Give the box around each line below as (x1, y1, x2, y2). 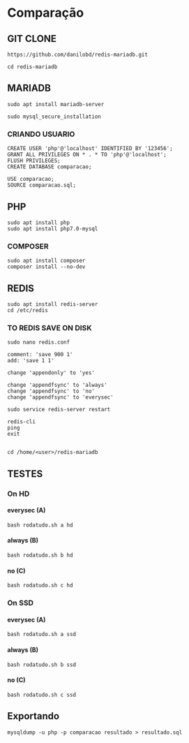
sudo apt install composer (7, 257, 86, 265)
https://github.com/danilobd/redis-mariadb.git (7, 51, 149, 58)
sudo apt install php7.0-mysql (7, 225, 98, 232)
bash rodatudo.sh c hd (7, 582, 73, 589)
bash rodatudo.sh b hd (7, 552, 73, 559)
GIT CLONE (7, 33, 57, 45)
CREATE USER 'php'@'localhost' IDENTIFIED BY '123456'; (7, 145, 173, 152)
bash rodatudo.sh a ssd (7, 631, 77, 638)
